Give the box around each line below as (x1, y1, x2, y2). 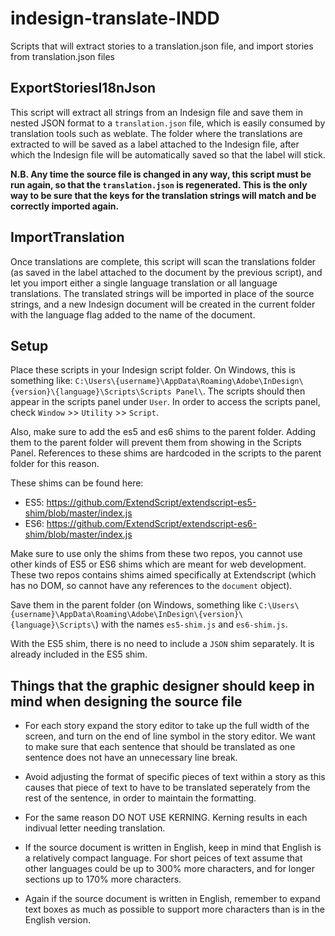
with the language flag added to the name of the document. (10, 308, 256, 321)
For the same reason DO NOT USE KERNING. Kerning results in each (24, 812, 308, 824)
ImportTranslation (10, 229, 125, 246)
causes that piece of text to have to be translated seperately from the (24, 782, 311, 794)
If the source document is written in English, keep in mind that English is (24, 842, 322, 854)
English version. (24, 914, 91, 926)
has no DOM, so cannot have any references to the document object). (10, 580, 293, 592)
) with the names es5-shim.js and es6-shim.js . (95, 618, 288, 631)
